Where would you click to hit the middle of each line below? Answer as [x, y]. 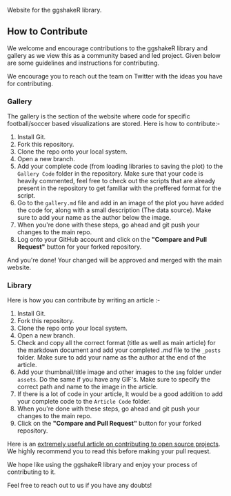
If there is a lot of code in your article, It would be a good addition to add [120, 394]
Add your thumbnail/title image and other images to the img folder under [119, 372]
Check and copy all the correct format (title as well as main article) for [116, 343]
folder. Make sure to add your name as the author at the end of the [112, 358]
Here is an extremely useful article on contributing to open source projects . [114, 444]
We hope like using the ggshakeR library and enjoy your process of [102, 465]
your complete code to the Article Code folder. [84, 402]
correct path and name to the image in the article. [88, 387]
